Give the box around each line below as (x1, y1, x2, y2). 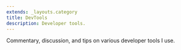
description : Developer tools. (6, 20, 86, 26)
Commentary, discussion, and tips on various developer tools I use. (6, 37, 176, 45)
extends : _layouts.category (6, 9, 78, 15)
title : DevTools (6, 15, 48, 21)
